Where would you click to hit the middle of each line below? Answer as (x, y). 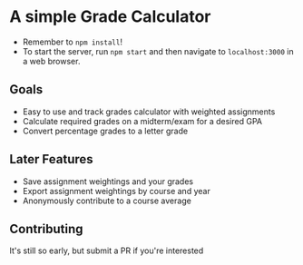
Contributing (46, 229)
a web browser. (51, 61)
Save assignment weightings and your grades (108, 181)
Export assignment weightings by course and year (116, 191)
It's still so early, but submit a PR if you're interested (107, 250)
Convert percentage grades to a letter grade (105, 131)
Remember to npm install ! (72, 42)
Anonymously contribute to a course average (107, 201)
